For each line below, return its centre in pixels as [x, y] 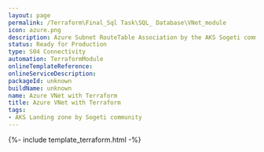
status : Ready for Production [58, 45]
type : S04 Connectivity [47, 52]
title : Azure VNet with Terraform [65, 103]
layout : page [29, 15]
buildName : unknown [40, 88]
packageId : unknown [40, 81]
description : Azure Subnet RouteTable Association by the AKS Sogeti [125, 37]
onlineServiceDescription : [52, 74]
